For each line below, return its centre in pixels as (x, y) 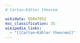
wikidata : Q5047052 (26, 19)
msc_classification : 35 (30, 23)
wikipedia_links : (24, 28)
